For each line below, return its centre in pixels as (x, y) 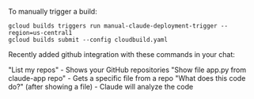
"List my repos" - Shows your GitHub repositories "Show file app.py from (127, 70)
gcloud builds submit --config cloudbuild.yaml (88, 40)
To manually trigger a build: (53, 11)
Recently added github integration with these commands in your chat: (122, 54)
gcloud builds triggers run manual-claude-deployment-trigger (113, 26)
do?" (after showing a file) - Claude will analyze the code (101, 87)
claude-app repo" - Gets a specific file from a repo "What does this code (127, 78)
